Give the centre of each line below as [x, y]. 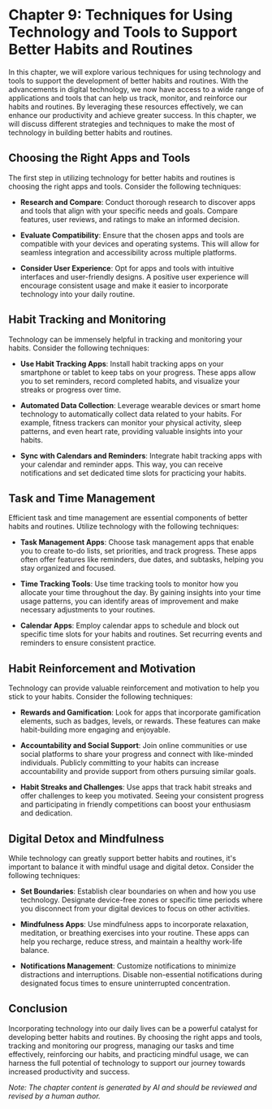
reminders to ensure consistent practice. [88, 643]
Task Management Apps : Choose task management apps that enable [137, 542]
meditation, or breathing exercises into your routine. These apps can [134, 933]
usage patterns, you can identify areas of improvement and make [130, 601]
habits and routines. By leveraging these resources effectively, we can [126, 107]
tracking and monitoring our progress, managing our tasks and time [121, 1046]
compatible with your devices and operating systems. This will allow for [140, 244]
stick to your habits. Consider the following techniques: [101, 697]
